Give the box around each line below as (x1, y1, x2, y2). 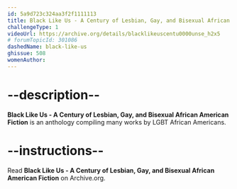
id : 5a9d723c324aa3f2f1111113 (7, 10, 97, 18)
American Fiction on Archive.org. (7, 173, 106, 182)
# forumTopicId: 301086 (7, 37, 78, 44)
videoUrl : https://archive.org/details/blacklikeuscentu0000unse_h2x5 (7, 30, 221, 38)
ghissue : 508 (7, 50, 46, 57)
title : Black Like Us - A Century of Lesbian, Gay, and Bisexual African (7, 17, 231, 24)
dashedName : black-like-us (7, 43, 87, 50)
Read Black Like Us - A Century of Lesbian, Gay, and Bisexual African (7, 166, 215, 174)
